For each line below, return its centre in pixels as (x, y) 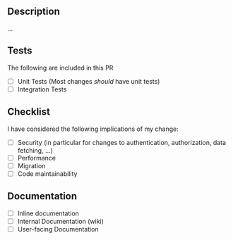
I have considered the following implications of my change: (93, 129)
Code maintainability (47, 173)
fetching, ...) (35, 150)
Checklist (29, 112)
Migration (31, 165)
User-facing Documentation (58, 229)
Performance (37, 158)
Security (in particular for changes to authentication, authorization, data (122, 142)
